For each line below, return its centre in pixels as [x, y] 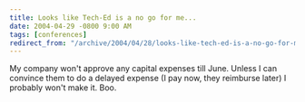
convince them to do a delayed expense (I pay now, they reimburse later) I [148, 79]
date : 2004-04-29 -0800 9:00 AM [70, 26]
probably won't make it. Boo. [63, 88]
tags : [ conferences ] [49, 34]
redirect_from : [38, 43]
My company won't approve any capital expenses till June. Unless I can [143, 69]
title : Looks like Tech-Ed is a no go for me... [103, 18]
